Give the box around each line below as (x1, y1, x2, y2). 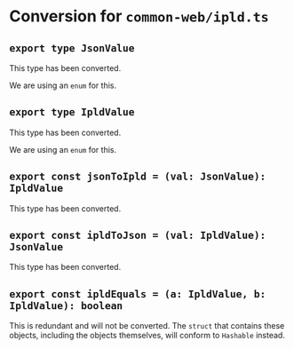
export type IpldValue (9, 106, 135, 119)
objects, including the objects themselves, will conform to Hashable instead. (9, 330, 286, 341)
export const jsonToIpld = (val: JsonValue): (9, 171, 266, 183)
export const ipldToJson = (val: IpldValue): (9, 229, 266, 242)
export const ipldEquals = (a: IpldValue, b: (9, 287, 266, 300)
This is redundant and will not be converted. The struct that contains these (9, 321, 285, 331)
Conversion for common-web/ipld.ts (9, 6, 269, 27)
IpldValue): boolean (9, 299, 123, 312)
